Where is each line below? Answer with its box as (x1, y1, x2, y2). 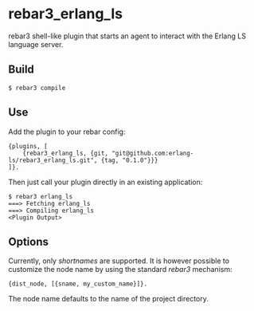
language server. (8, 39, 64, 49)
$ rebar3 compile (8, 84, 66, 92)
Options (8, 234, 49, 248)
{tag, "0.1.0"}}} (100, 156, 158, 164)
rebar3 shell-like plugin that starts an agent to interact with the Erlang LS (8, 31, 247, 41)
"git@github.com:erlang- (111, 149, 194, 157)
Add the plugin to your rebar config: (8, 127, 126, 136)
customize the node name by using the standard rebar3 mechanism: (8, 265, 233, 274)
